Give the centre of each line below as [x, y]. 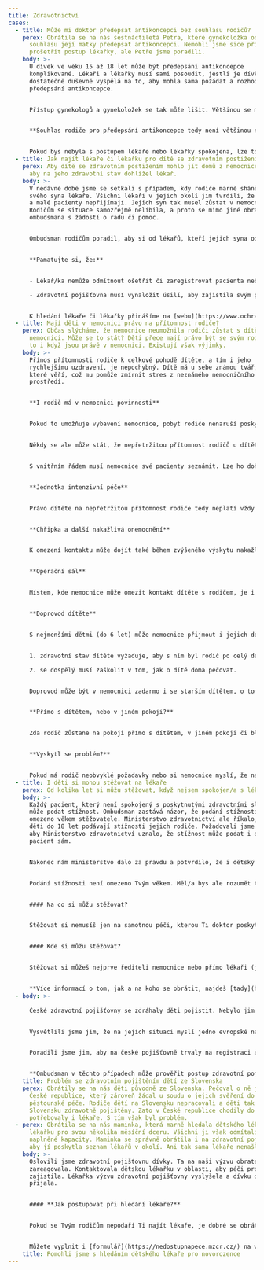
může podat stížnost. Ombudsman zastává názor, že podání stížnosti [143, 812]
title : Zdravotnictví [44, 15]
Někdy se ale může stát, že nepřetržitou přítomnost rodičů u [133, 445]
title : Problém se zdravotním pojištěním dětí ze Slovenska [123, 1081]
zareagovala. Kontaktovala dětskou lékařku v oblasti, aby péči [136, 1169]
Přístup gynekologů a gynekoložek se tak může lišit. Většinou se [140, 110]
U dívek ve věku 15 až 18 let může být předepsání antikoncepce [136, 67]
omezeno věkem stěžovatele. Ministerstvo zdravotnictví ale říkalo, [143, 819]
